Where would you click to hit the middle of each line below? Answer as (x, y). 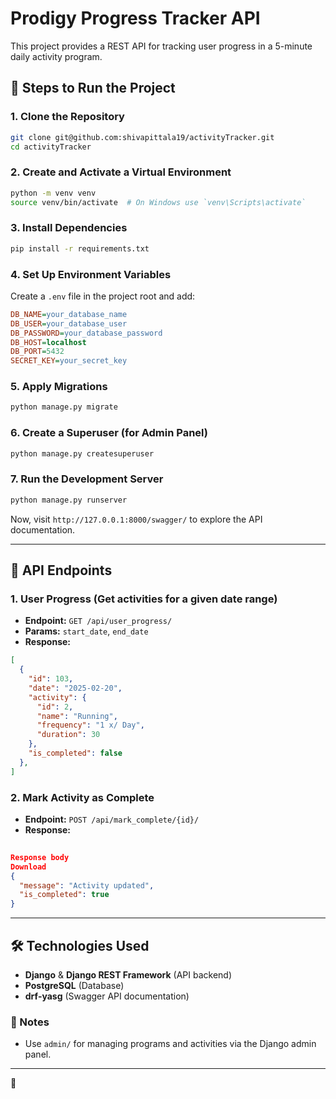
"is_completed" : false (75, 753)
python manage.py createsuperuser (82, 453)
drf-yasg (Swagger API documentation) (107, 996)
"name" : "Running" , (77, 716)
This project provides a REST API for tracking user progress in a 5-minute (161, 46)
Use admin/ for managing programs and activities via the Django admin (170, 1044)
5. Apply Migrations (59, 387)
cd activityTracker (51, 147)
